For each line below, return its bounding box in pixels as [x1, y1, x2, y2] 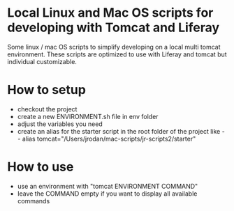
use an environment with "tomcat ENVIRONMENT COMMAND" [17, 182, 198, 190]
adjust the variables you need [17, 120, 103, 128]
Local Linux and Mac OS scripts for [7, 5, 214, 21]
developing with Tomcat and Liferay [7, 19, 220, 36]
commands [17, 196, 50, 205]
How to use [7, 159, 74, 175]
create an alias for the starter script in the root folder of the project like [17, 127, 221, 135]
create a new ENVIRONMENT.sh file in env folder [17, 112, 159, 120]
